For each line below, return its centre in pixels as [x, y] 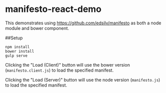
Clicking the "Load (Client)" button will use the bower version [68, 65]
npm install [17, 47]
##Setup [14, 38]
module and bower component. [37, 28]
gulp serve [16, 56]
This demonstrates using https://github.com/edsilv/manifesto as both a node [83, 23]
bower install [20, 51]
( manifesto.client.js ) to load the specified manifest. [59, 70]
